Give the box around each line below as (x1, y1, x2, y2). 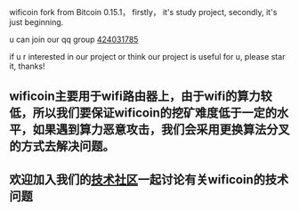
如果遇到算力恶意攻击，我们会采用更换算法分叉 (32, 122, 290, 137)
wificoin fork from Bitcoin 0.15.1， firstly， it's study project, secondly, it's (9, 7, 278, 17)
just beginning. (9, 17, 64, 28)
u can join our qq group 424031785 (9, 34, 139, 45)
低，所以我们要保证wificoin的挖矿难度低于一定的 (9, 105, 278, 121)
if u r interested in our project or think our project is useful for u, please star (9, 52, 286, 61)
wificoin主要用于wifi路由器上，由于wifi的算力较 (9, 89, 273, 104)
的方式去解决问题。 (9, 139, 115, 154)
